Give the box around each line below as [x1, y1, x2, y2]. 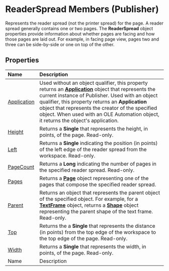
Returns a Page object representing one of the [39, 175, 149, 182]
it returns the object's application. [39, 117, 119, 124]
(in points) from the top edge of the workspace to [39, 228, 156, 235]
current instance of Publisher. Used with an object [39, 92, 158, 99]
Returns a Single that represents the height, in [39, 125, 148, 132]
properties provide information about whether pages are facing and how [5, 31, 155, 37]
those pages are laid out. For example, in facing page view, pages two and [5, 36, 159, 42]
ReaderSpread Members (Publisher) [5, 4, 159, 15]
